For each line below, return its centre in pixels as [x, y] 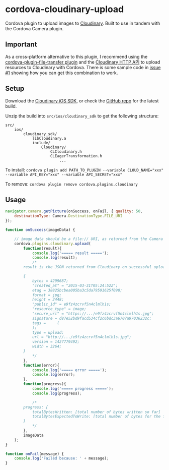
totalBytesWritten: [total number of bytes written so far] [96, 412]
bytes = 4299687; [50, 281]
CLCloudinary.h [66, 152]
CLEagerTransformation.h [76, 156]
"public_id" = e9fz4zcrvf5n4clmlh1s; [72, 304]
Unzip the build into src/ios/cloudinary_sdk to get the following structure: [82, 116]
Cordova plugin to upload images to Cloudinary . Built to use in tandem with [83, 23]
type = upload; [48, 332]
